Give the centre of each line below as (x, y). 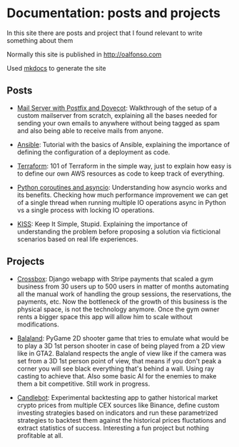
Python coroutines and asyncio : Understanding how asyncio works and (122, 187)
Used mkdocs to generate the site (56, 68)
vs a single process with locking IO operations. (86, 210)
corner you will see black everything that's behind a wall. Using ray (116, 368)
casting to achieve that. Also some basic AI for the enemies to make (117, 376)
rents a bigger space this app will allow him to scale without (105, 316)
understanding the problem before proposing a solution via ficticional (118, 231)
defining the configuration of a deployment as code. (93, 152)
